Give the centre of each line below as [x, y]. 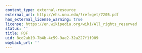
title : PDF [17, 33]
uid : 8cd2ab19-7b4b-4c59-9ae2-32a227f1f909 [52, 38]
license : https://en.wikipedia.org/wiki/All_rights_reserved [71, 24]
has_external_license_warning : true [44, 19]
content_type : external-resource [41, 10]
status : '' [17, 29]
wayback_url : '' [22, 43]
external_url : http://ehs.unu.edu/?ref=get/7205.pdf [62, 15]
